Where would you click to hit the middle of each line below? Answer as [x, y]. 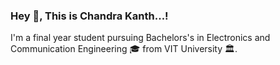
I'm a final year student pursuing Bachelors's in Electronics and [140, 38]
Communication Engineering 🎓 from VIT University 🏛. [124, 49]
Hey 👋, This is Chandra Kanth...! [89, 16]
